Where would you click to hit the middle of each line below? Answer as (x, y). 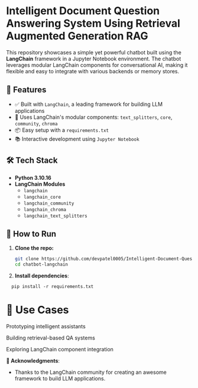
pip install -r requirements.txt (53, 287)
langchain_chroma (45, 209)
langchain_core (42, 197)
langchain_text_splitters (55, 216)
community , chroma (36, 123)
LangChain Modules (40, 184)
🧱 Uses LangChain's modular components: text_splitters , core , (93, 117)
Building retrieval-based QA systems (51, 338)
